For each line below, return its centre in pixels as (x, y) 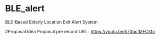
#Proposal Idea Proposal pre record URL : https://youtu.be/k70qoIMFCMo (80, 31)
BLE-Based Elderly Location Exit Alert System (51, 22)
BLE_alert (25, 9)
